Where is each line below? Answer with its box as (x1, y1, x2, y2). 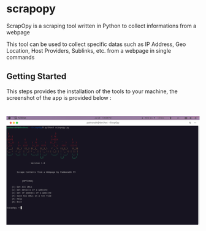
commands (6, 53, 35, 61)
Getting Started (6, 71, 67, 81)
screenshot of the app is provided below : (6, 94, 112, 101)
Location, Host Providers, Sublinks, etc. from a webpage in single (6, 47, 172, 54)
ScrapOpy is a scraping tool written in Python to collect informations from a (6, 22, 197, 29)
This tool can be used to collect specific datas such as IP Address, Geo (6, 40, 186, 48)
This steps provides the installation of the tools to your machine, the (6, 88, 178, 95)
